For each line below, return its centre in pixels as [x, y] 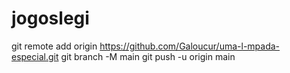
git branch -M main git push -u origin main [148, 56]
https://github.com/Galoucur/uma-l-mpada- [190, 46]
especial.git [35, 56]
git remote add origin [54, 46]
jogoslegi [50, 18]
